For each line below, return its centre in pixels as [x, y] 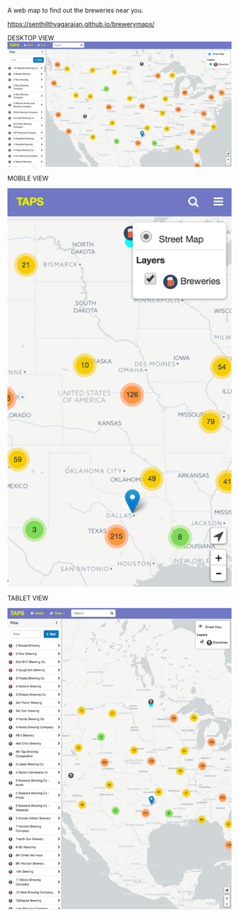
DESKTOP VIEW [31, 38]
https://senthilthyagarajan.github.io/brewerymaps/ [81, 24]
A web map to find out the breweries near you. [75, 10]
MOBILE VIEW [28, 178]
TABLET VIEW [28, 598]
